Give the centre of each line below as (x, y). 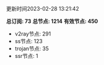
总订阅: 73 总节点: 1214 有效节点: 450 (52, 21)
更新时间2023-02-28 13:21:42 (42, 9)
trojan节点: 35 (32, 48)
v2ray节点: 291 (33, 34)
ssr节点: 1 (26, 56)
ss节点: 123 (29, 41)
